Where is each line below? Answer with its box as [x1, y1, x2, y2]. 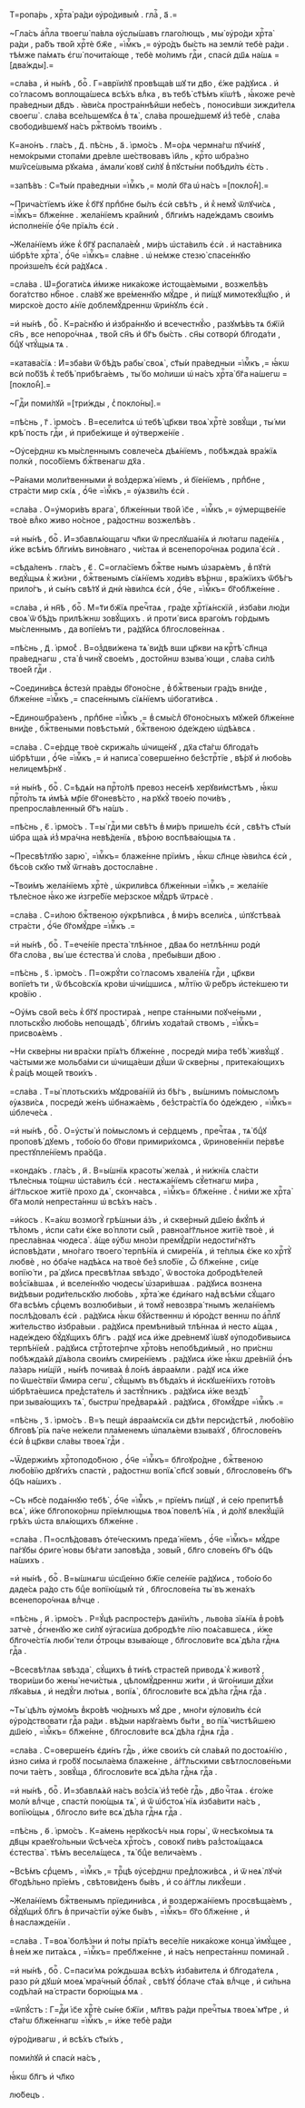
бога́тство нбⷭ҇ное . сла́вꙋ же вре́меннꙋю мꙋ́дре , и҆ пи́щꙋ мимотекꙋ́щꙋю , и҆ [9, 289, 290, 300]
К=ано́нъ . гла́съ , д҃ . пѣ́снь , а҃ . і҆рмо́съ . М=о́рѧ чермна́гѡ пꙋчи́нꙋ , [9, 140, 266, 150]
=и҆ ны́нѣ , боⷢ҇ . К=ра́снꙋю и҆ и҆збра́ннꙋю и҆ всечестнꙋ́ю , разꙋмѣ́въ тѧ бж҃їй [9, 319, 285, 329]
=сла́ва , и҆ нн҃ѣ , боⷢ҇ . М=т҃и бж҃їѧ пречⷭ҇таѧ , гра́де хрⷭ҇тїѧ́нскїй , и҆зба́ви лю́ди [9, 602, 290, 613]
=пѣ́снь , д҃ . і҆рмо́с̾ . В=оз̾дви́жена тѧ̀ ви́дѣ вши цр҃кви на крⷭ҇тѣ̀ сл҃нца [9, 643, 268, 653]
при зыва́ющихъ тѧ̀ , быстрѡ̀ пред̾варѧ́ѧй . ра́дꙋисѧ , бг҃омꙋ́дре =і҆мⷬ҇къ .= [9, 1396, 284, 1407]
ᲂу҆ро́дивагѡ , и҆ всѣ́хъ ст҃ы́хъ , [9, 2034, 124, 2044]
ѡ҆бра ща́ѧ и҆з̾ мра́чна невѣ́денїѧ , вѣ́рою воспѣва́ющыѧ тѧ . [9, 832, 236, 842]
